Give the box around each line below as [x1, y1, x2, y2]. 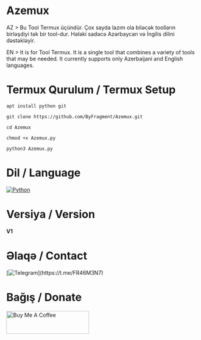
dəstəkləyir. [6, 37, 35, 44]
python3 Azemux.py [6, 146, 53, 152]
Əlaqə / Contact [6, 249, 88, 263]
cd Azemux [6, 124, 32, 130]
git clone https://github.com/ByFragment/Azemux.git [6, 113, 143, 119]
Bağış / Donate [6, 290, 82, 304]
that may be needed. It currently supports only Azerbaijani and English [6, 55, 183, 62]
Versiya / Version [6, 208, 96, 221]
